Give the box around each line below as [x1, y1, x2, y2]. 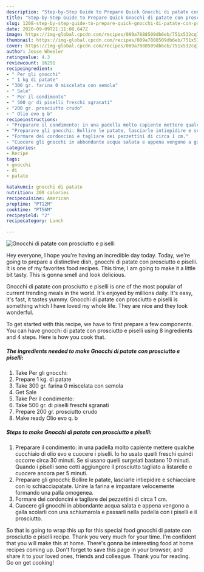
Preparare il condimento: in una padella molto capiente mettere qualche [15, 444, 194, 451]
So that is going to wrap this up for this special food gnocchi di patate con [6, 527, 191, 534]
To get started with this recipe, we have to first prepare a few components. [6, 321, 193, 328]
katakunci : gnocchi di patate [6, 184, 83, 190]
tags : [6, 156, 20, 162]
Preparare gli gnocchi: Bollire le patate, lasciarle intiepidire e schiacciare [15, 476, 196, 484]
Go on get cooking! [6, 559, 55, 567]
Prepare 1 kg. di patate [15, 375, 72, 383]
